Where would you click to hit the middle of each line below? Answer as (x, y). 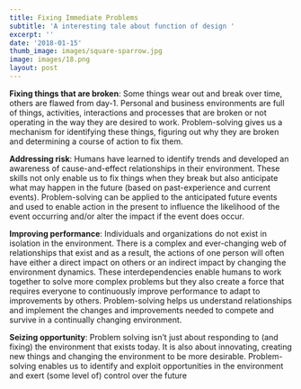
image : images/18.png (50, 59)
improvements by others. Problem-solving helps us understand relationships (150, 300)
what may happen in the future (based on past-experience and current (140, 187)
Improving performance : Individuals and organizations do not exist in (138, 233)
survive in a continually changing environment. (96, 320)
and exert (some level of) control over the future (98, 375)
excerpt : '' (31, 34)
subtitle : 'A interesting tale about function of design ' (122, 26)
